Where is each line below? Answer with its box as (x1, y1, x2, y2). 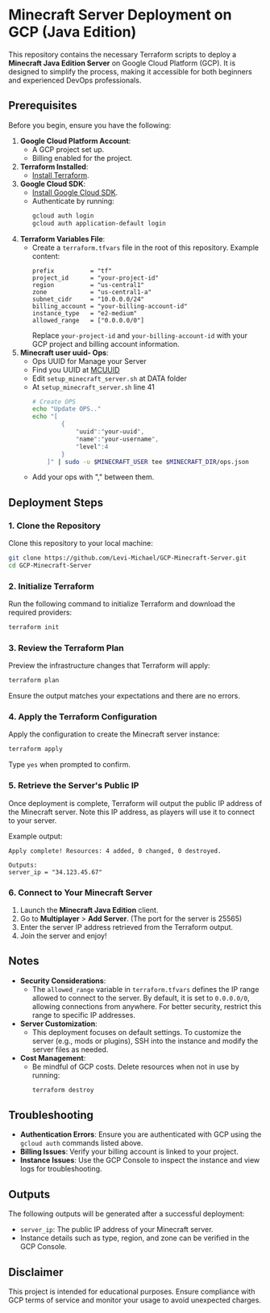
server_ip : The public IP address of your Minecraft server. (19, 1225, 214, 1235)
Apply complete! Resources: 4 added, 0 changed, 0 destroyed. (8, 846, 222, 855)
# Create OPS (31, 398, 77, 406)
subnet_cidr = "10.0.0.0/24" (31, 295, 145, 303)
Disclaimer (8, 1265, 64, 1279)
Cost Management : (19, 1053, 86, 1062)
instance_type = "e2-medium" (31, 309, 138, 317)
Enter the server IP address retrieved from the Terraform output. (19, 922, 234, 931)
